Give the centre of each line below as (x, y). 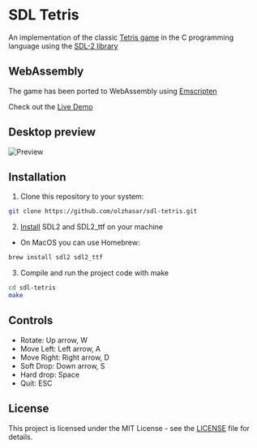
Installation (37, 177)
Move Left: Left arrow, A (60, 348)
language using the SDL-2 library (63, 45)
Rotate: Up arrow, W (54, 340)
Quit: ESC (36, 383)
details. (21, 437)
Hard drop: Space (49, 374)
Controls (31, 320)
